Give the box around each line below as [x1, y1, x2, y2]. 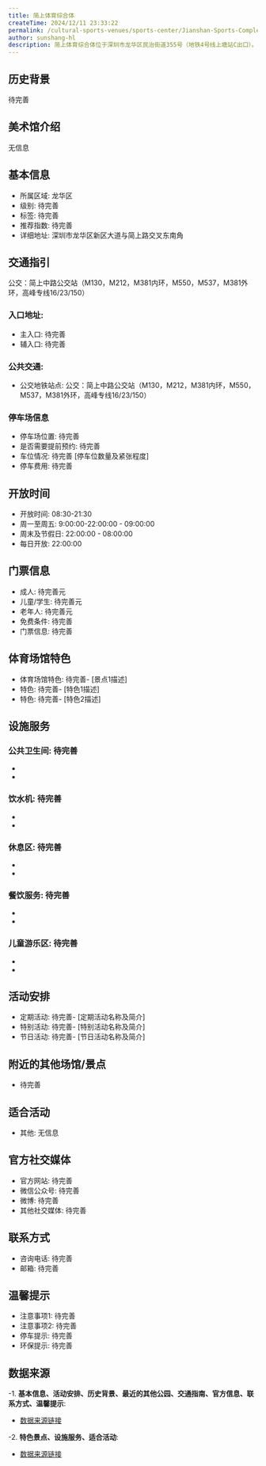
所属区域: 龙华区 [19, 191, 73, 200]
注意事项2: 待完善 [19, 1321, 78, 1331]
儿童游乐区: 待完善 [8, 938, 78, 949]
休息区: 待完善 [8, 841, 62, 852]
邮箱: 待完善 [19, 1263, 59, 1273]
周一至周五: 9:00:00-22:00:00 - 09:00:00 [19, 520, 155, 529]
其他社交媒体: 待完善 [19, 1205, 87, 1215]
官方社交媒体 [8, 1153, 71, 1167]
